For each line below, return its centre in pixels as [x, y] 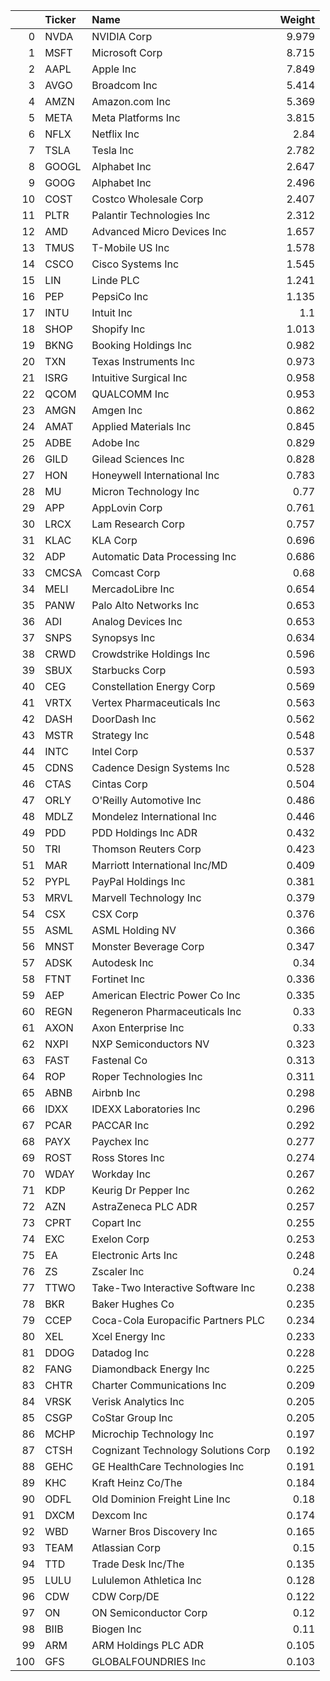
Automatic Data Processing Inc [164, 556]
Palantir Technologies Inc [151, 215]
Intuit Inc [112, 312]
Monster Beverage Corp [148, 946]
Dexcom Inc [119, 1515]
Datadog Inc [120, 1352]
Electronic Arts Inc [134, 1255]
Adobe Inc [116, 442]
